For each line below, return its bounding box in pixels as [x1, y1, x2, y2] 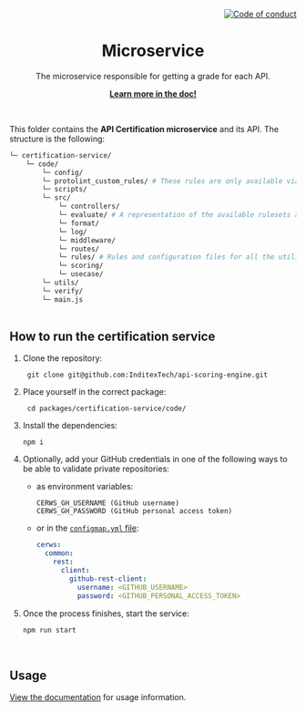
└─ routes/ [57, 244, 100, 253]
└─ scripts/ [42, 185, 88, 194]
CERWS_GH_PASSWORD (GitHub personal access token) [36, 507, 233, 516]
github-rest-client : [68, 574, 148, 583]
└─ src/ [42, 193, 71, 202]
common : [44, 549, 75, 558]
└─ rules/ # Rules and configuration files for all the [57, 253, 275, 262]
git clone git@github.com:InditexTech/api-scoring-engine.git [26, 370, 269, 380]
